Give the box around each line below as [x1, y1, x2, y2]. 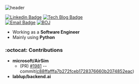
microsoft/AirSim [12, 58, 49, 64]
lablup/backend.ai [12, 74, 51, 80]
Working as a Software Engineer [12, 29, 80, 35]
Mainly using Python [12, 35, 56, 40]
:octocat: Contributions [5, 46, 63, 53]
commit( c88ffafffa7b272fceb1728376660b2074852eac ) [19, 68, 135, 74]
